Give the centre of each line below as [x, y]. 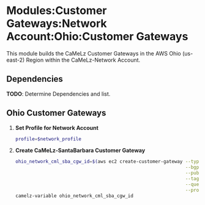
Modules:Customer [57, 11]
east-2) [16, 60]
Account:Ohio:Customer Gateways [97, 37]
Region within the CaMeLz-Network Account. [83, 60]
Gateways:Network [57, 23]
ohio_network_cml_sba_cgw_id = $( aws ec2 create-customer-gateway [99, 162]
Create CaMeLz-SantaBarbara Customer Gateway [80, 151]
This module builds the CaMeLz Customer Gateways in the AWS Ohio [94, 53]
